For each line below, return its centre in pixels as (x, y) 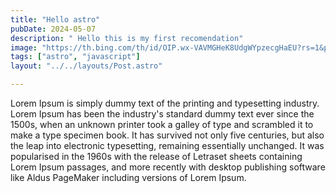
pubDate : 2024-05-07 (53, 29)
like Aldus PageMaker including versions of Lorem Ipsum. (128, 177)
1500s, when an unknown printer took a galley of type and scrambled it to (162, 124)
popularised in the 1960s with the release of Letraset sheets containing (156, 156)
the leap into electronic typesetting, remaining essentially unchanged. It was (167, 145)
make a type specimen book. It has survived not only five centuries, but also (167, 135)
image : (24, 47)
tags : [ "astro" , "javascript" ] (75, 57)
